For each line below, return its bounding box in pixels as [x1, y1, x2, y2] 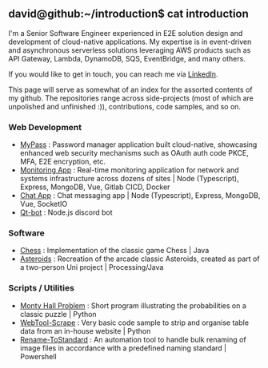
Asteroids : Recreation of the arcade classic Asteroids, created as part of [19, 254, 260, 263]
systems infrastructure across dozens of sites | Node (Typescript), [19, 174, 239, 184]
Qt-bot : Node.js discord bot [19, 208, 113, 217]
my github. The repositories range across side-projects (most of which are [8, 93, 254, 103]
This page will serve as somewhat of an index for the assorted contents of [8, 85, 253, 94]
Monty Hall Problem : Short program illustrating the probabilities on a [19, 300, 246, 311]
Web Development [8, 121, 82, 133]
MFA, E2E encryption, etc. [19, 156, 106, 167]
